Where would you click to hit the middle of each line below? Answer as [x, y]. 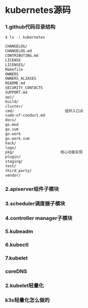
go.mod [12, 125]
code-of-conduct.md [25, 115]
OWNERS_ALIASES [21, 79]
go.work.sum [17, 138]
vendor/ [13, 175]
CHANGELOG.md [19, 51]
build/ [12, 102]
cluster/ [14, 106]
